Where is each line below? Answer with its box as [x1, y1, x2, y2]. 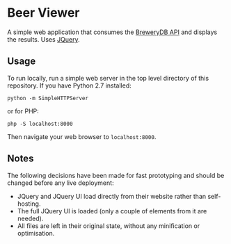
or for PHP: [7, 106, 40, 115]
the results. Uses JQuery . [7, 35, 80, 43]
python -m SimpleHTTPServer [7, 95, 89, 101]
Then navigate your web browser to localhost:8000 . [7, 132, 157, 140]
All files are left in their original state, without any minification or [17, 221, 200, 230]
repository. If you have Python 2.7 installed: [7, 81, 132, 90]
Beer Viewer [7, 5, 80, 21]
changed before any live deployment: [7, 179, 114, 187]
